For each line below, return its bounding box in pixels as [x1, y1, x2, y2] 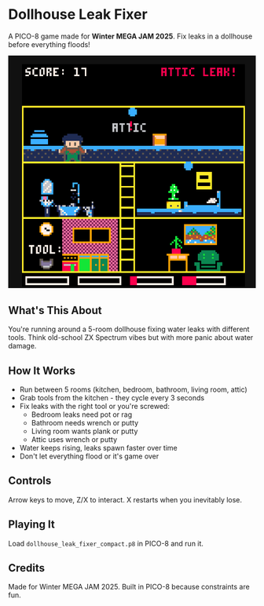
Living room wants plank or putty [31, 426, 138, 436]
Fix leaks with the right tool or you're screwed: [19, 401, 170, 411]
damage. [8, 341, 37, 351]
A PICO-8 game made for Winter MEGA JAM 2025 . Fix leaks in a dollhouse [8, 31, 253, 41]
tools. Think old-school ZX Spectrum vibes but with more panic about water [8, 333, 254, 342]
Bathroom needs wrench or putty [31, 418, 139, 427]
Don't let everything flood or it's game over [19, 451, 159, 461]
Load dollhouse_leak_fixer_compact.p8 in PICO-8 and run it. [8, 538, 204, 548]
